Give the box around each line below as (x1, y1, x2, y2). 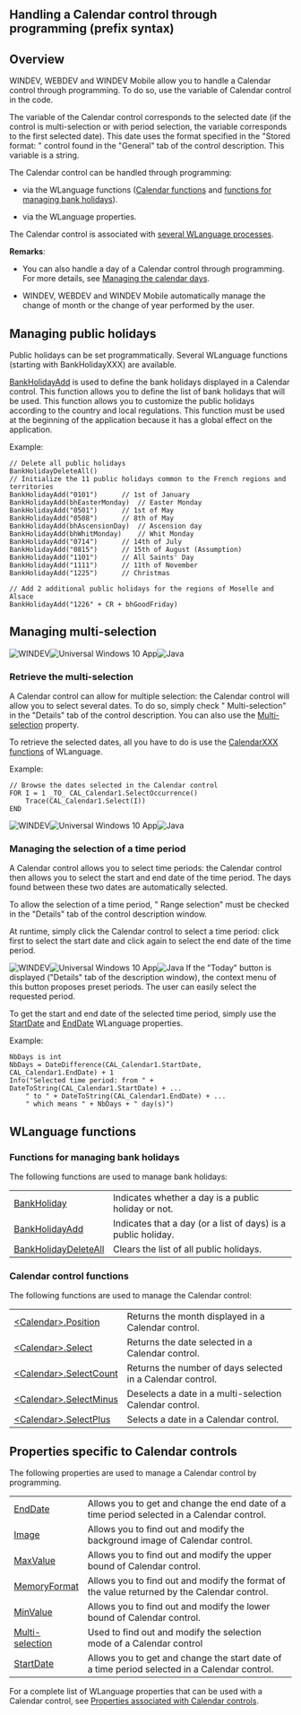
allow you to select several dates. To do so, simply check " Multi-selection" (9, 701, 287, 711)
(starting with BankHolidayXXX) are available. (9, 359, 177, 370)
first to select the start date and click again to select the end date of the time (9, 935, 292, 946)
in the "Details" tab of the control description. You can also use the (9, 710, 256, 720)
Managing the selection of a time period (9, 842, 186, 855)
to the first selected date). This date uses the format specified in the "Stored (9, 131, 291, 142)
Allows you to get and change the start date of (87, 1652, 282, 1665)
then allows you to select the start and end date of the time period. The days (9, 873, 292, 883)
